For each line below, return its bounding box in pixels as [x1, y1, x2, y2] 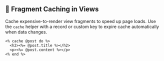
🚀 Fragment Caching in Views [5, 5, 99, 13]
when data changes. [5, 28, 47, 35]
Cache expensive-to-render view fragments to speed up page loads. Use [5, 18, 156, 24]
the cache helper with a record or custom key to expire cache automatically [5, 23, 159, 29]
